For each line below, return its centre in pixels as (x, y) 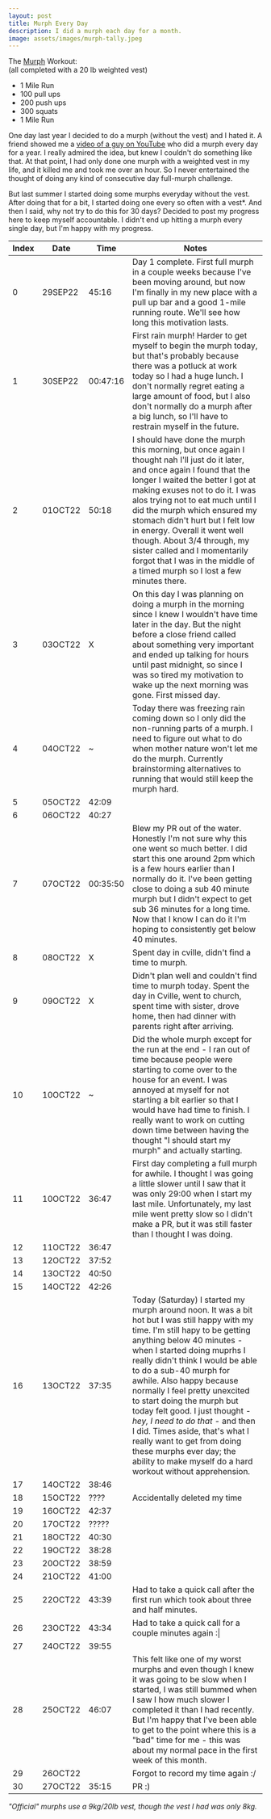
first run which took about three (192, 1600)
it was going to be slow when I (190, 1679)
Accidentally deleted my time (187, 1498)
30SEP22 (60, 381)
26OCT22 (61, 1774)
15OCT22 (61, 1498)
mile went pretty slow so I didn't (192, 1214)
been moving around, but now (189, 282)
